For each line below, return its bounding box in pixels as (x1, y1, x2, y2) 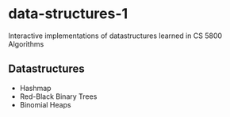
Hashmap (19, 83, 52, 92)
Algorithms (8, 39, 44, 48)
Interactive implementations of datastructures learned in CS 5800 (8, 31, 223, 40)
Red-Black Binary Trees (19, 92, 98, 101)
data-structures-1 (8, 5, 128, 23)
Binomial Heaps (19, 100, 71, 109)
